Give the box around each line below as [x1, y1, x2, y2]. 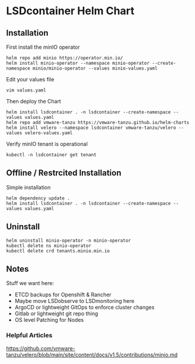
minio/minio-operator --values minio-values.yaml [32, 65, 158, 71]
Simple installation [6, 183, 51, 191]
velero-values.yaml [24, 130, 73, 136]
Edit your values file [6, 76, 55, 83]
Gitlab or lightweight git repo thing [14, 310, 98, 317]
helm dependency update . [6, 195, 70, 201]
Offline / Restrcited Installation [6, 168, 122, 178]
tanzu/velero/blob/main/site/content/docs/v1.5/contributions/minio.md [6, 351, 178, 358]
